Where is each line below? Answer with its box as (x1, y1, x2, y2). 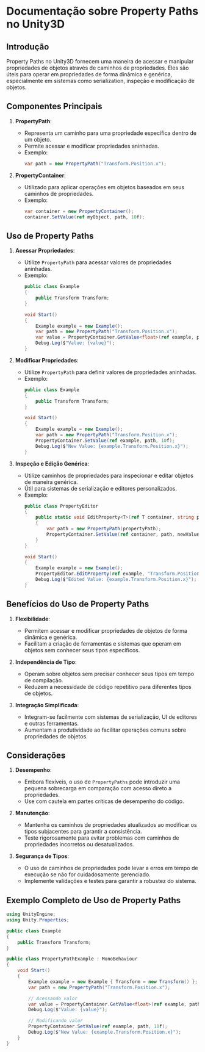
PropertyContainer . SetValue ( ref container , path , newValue (46, 531, 200, 538)
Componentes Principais (6, 101, 103, 112)
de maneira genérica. (24, 478, 78, 486)
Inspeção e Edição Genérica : (15, 459, 90, 467)
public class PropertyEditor (24, 503, 99, 509)
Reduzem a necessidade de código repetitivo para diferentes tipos (24, 683, 192, 690)
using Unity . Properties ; (6, 917, 70, 923)
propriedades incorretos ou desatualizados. (24, 841, 134, 848)
